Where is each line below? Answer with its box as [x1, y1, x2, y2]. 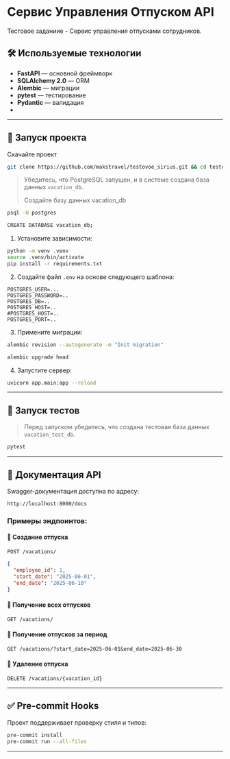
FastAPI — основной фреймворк [16, 69, 113, 77]
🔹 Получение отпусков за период [7, 630, 107, 638]
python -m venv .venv [7, 248, 69, 254]
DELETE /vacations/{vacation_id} [7, 675, 103, 682]
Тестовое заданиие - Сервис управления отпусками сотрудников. [7, 27, 202, 35]
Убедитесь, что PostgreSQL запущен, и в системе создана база [23, 176, 210, 184]
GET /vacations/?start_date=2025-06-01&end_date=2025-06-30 [7, 645, 183, 652]
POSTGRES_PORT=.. [7, 316, 57, 323]
